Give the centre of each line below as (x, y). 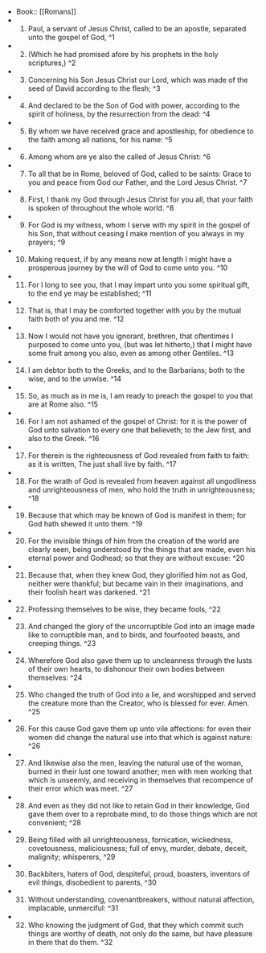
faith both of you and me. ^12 (76, 319)
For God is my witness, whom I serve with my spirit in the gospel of (139, 225)
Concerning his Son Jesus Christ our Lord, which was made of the (138, 80)
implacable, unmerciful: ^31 (73, 908)
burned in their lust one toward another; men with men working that (140, 771)
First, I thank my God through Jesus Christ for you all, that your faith (140, 199)
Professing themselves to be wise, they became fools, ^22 (124, 609)
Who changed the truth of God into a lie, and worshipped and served (141, 695)
